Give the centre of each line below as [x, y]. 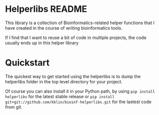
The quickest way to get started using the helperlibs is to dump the [73, 76]
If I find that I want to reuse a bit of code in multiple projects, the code [76, 38]
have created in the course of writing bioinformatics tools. [64, 28]
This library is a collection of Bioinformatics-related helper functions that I [80, 23]
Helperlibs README [46, 9]
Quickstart [28, 63]
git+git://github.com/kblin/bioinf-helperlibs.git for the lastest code [78, 102]
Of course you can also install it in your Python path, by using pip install [80, 91]
